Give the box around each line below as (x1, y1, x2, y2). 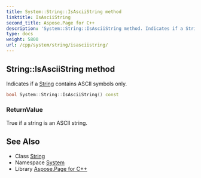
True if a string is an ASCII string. (6, 119, 88, 126)
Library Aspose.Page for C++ (14, 165, 88, 172)
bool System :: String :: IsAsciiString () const (6, 91, 119, 97)
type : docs (6, 31, 33, 37)
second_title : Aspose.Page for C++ (6, 20, 95, 26)
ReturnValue (6, 106, 43, 114)
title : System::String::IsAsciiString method (6, 8, 121, 15)
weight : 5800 (6, 36, 39, 42)
